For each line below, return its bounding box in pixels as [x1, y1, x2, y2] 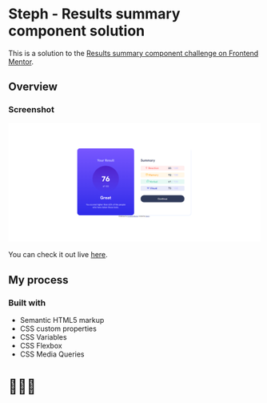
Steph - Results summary [8, 5, 181, 23]
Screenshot [8, 104, 54, 115]
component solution [8, 22, 145, 40]
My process [8, 273, 69, 287]
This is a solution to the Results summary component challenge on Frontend [8, 48, 259, 58]
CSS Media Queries [19, 349, 85, 359]
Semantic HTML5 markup [19, 316, 105, 325]
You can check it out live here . [8, 250, 108, 260]
